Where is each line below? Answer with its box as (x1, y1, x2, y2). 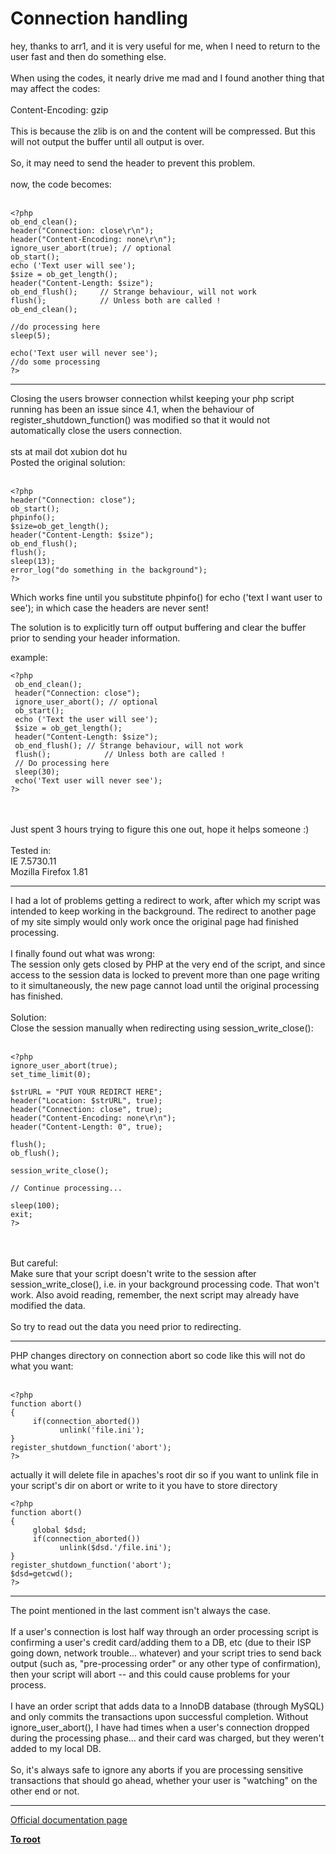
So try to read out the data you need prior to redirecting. (10, 1320, 242, 1332)
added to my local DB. (10, 1742, 102, 1754)
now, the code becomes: (10, 178, 112, 190)
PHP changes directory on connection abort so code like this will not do (10, 1349, 306, 1361)
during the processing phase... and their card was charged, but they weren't (10, 1732, 325, 1744)
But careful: (10, 1257, 59, 1269)
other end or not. (10, 1785, 80, 1797)
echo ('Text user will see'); (10, 260, 137, 271)
